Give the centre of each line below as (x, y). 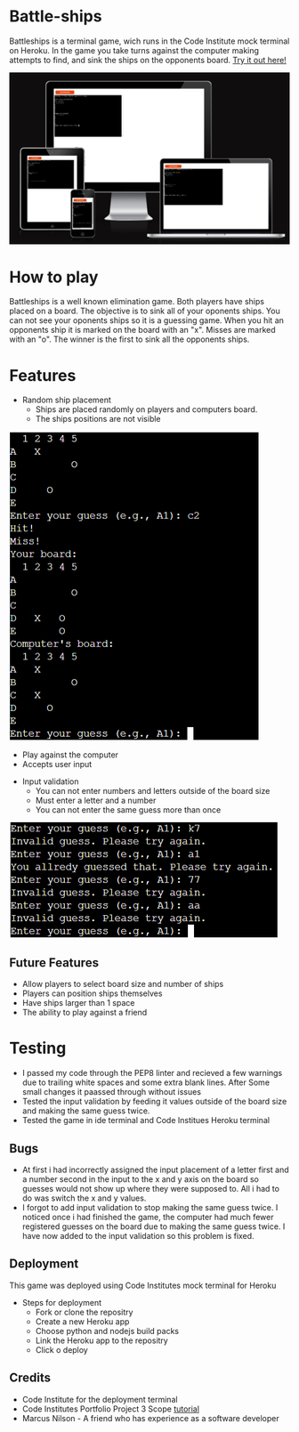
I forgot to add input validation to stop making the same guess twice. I (150, 1207)
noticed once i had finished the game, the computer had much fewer (148, 1217)
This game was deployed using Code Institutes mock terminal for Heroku (143, 1285)
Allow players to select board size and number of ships (123, 984)
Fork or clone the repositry (84, 1312)
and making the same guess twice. (86, 1111)
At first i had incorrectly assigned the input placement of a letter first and (155, 1169)
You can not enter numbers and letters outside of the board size (153, 791)
